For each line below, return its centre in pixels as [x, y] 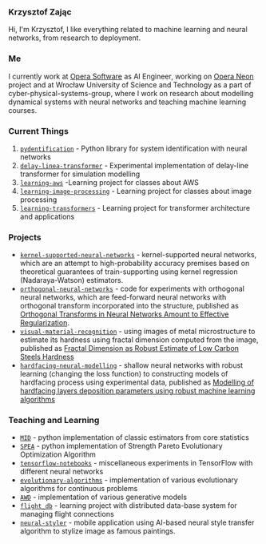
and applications [47, 216]
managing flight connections [67, 514]
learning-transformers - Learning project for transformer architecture [135, 208]
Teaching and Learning [54, 421]
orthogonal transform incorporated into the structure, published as [129, 306]
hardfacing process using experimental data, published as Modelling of [137, 382]
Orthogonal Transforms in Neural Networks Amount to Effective [124, 314]
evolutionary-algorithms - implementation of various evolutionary [129, 480]
